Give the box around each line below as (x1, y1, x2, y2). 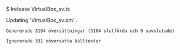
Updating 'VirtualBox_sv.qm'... (6, 17, 79, 23)
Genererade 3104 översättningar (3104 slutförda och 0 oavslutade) (6, 28, 175, 34)
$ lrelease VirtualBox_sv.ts (6, 6, 70, 12)
